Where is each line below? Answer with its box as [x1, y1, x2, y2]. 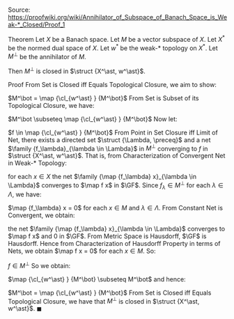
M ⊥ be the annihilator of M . [8, 51, 86, 61]
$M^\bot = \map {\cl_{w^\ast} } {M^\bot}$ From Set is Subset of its [8, 93, 199, 102]
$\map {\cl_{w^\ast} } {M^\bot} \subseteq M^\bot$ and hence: [8, 274, 187, 283]
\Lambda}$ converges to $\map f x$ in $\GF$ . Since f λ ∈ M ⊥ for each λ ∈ [8, 180, 224, 191]
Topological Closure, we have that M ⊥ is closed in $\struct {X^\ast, [8, 295, 200, 305]
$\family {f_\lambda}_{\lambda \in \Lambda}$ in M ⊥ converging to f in [8, 143, 208, 153]
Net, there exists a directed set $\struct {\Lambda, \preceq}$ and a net [8, 135, 211, 144]
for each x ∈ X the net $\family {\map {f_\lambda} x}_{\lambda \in [8, 173, 197, 181]
